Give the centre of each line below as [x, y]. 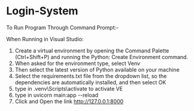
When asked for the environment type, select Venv [78, 63]
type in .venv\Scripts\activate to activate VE [69, 88]
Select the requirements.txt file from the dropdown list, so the [91, 76]
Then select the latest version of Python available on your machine [97, 69]
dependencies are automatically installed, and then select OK [90, 82]
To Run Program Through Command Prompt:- [62, 27]
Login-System [42, 11]
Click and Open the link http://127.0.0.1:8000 [69, 101]
